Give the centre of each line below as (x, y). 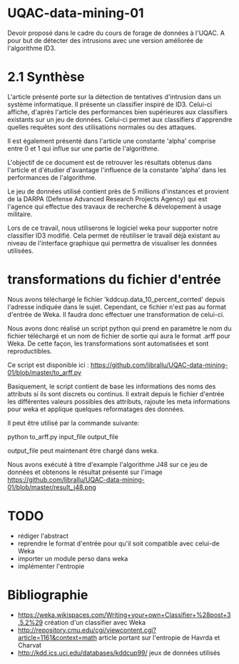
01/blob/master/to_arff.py (45, 372)
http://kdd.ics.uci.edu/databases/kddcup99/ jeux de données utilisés (119, 653)
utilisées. (21, 251)
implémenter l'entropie (51, 566)
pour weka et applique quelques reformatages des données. (96, 409)
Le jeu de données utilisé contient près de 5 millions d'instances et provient (118, 191)
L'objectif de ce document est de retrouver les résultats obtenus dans (110, 162)
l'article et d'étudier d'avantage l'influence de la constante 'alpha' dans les (117, 170)
